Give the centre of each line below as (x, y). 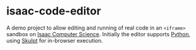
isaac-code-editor (54, 11)
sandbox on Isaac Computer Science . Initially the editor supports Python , (99, 34)
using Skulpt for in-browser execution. (55, 40)
